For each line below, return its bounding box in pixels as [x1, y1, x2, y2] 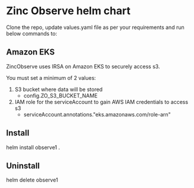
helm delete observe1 [6, 176, 58, 184]
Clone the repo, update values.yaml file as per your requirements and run [6, 24, 185, 31]
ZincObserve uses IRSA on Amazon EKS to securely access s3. [6, 63, 160, 70]
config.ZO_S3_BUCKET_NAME [23, 92, 98, 99]
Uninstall [6, 161, 40, 171]
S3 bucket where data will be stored [14, 86, 103, 93]
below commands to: [6, 30, 57, 37]
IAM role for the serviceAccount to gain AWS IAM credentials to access [14, 98, 188, 105]
